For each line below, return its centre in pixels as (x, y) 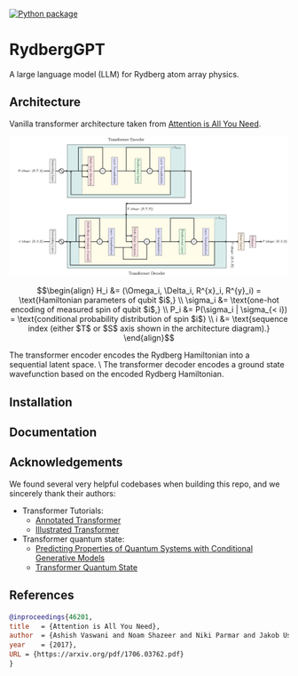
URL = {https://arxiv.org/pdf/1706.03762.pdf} (97, 655)
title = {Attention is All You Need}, (85, 626)
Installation (41, 402)
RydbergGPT (57, 50)
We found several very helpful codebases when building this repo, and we (145, 484)
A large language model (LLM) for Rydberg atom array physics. (124, 74)
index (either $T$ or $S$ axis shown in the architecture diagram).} (149, 328)
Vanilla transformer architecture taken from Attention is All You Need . (135, 124)
